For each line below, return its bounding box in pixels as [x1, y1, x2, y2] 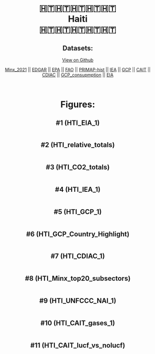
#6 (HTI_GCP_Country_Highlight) [26, 230, 130, 238]
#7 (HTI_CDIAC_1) [51, 252, 105, 260]
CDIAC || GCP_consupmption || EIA [42, 72, 114, 78]
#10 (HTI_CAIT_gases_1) [40, 319, 115, 327]
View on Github [62, 57, 94, 63]
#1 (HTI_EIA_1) [55, 118, 100, 127]
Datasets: [62, 44, 93, 52]
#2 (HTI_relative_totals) [41, 141, 115, 149]
